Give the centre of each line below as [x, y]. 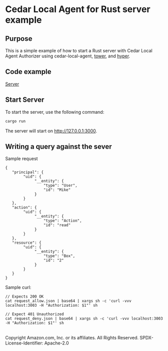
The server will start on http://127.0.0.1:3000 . [51, 131]
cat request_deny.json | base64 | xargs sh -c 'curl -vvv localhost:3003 [84, 319]
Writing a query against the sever [59, 146]
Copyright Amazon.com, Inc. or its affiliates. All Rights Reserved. [72, 338]
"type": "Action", [63, 221]
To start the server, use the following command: [55, 112]
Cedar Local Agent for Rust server [78, 9]
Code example [28, 72]
